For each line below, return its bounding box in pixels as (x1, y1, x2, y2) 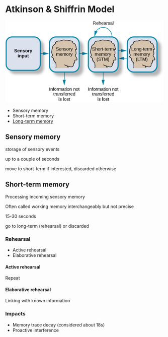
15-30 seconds (5, 213, 36, 219)
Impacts (5, 310, 26, 317)
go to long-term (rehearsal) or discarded (5, 223, 90, 229)
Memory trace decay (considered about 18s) (12, 321, 105, 328)
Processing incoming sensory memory (5, 193, 86, 199)
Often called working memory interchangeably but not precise (5, 203, 134, 210)
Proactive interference (12, 327, 59, 333)
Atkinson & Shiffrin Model (5, 4, 115, 15)
